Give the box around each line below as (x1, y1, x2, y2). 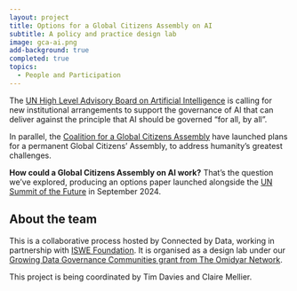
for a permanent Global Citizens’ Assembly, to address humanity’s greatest (9, 140, 283, 151)
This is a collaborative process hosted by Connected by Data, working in (9, 235, 276, 246)
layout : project (9, 12, 69, 22)
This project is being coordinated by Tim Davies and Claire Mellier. (9, 271, 253, 282)
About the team (9, 212, 98, 227)
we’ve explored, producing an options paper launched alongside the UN (9, 177, 273, 187)
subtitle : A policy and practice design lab (9, 29, 177, 38)
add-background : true (9, 46, 90, 55)
